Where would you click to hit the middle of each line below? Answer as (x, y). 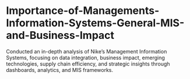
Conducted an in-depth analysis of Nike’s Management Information (87, 51)
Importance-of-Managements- (83, 11)
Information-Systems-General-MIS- (95, 23)
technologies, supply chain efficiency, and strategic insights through (88, 64)
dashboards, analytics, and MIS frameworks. (60, 70)
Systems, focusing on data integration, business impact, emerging (85, 58)
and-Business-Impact (60, 35)
